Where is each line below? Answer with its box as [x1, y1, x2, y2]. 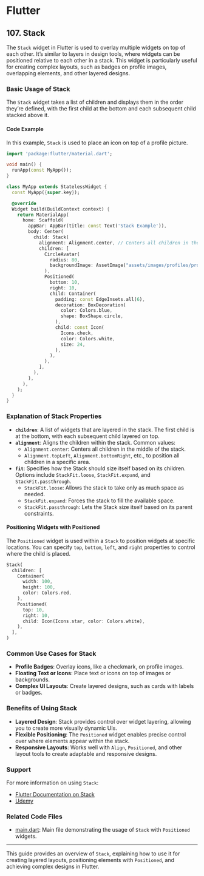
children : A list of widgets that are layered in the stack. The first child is [15, 426, 195, 433]
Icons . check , [60, 330, 94, 336]
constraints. [24, 510, 54, 517]
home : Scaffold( [22, 217, 64, 223]
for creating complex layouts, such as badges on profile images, [6, 63, 167, 70]
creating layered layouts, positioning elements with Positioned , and [6, 857, 175, 864]
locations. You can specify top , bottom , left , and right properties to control [6, 544, 195, 551]
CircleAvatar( [44, 251, 80, 257]
